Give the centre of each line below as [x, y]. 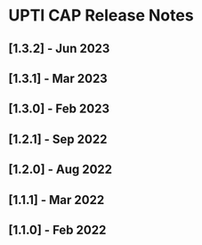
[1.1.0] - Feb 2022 [57, 229]
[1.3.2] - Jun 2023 [59, 49]
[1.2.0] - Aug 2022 [61, 170]
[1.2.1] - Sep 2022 [58, 139]
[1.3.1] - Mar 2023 [58, 78]
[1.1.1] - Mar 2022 [57, 200]
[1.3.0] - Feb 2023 [59, 109]
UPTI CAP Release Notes [101, 16]
